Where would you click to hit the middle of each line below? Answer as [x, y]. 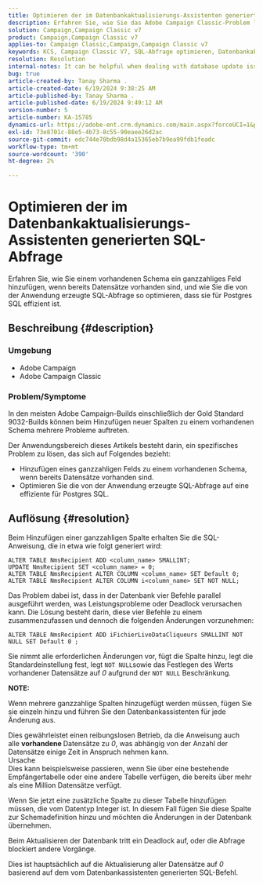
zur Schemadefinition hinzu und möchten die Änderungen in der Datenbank [130, 817]
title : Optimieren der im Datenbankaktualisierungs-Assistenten [115, 15]
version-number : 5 [38, 111]
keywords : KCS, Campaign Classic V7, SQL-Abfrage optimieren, [112, 52]
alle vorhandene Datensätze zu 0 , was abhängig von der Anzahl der [118, 743]
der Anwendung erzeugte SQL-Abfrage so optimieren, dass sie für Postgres [130, 296]
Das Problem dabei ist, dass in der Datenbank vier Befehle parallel [115, 595]
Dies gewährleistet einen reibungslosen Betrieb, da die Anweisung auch [124, 735]
